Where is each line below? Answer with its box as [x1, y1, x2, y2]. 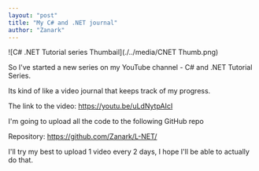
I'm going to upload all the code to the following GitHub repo [8, 117, 205, 126]
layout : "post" [8, 11, 58, 20]
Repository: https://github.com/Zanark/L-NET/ [8, 132, 157, 141]
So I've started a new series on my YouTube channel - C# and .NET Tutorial [8, 63, 253, 72]
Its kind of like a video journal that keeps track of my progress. [8, 86, 211, 96]
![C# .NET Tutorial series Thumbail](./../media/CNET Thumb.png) [8, 48, 219, 57]
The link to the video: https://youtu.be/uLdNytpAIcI [8, 101, 173, 111]
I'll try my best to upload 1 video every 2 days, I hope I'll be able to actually [8, 147, 250, 157]
